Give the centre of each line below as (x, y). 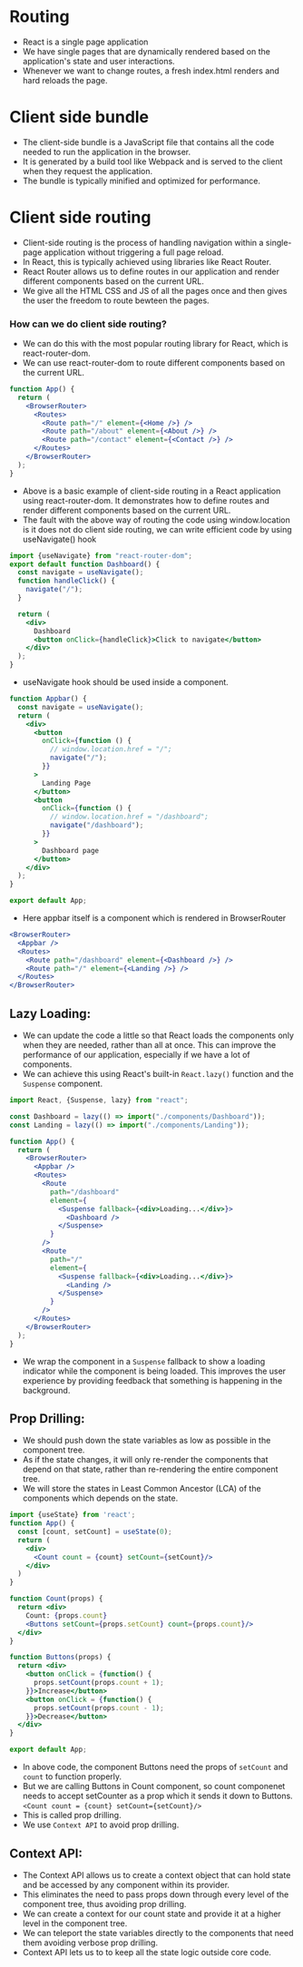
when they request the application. (87, 171)
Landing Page (67, 783)
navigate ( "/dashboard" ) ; (97, 826)
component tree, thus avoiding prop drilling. (104, 1903)
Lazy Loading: (50, 1013)
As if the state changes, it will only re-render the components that (146, 1460)
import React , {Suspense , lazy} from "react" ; (99, 1101)
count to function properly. (72, 1776)
